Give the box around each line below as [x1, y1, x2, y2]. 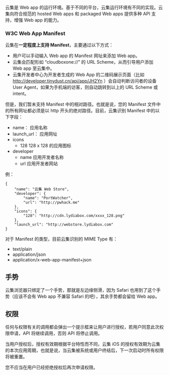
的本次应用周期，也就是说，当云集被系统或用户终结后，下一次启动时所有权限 [5, 347, 164, 353]
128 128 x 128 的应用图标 [20, 143, 71, 149]
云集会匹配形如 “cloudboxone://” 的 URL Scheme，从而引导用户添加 [12, 59, 153, 65]
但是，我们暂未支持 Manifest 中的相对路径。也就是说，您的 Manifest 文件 [5, 101, 156, 108]
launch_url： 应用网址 [12, 131, 58, 137]
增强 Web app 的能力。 [14, 17, 62, 23]
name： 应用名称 [12, 125, 48, 131]
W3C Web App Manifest [5, 30, 65, 37]
